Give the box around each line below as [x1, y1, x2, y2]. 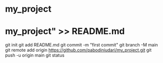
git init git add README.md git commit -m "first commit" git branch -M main [5, 42, 158, 48]
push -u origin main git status [5, 52, 65, 58]
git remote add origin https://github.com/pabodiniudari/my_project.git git [5, 47, 152, 53]
